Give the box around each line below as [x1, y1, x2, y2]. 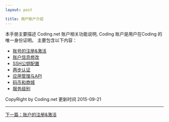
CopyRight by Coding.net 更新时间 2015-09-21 [5, 96, 102, 102]
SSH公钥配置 [12, 60, 40, 66]
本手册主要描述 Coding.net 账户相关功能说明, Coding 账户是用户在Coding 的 [5, 31, 162, 37]
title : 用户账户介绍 [5, 16, 44, 22]
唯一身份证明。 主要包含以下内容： [5, 37, 77, 43]
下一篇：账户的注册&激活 [5, 111, 57, 117]
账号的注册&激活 [12, 48, 47, 54]
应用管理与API [12, 73, 42, 79]
